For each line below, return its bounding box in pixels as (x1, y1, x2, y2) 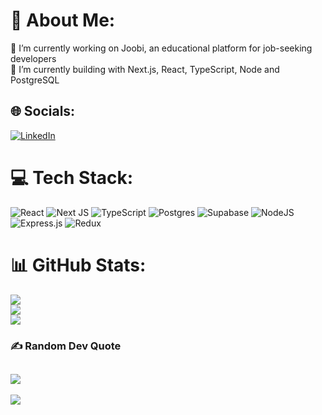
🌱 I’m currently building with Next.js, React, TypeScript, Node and (10, 63, 280, 75)
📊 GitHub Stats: (10, 254, 147, 276)
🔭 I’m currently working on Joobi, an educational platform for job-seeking (10, 42, 313, 54)
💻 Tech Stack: (10, 166, 134, 189)
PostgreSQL (10, 74, 60, 86)
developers (10, 52, 57, 64)
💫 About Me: (10, 9, 116, 32)
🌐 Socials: (10, 103, 76, 120)
